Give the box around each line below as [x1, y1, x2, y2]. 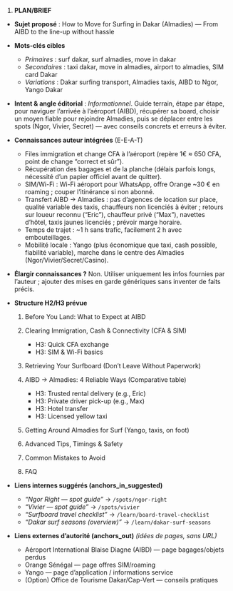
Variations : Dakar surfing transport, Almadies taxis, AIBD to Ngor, [24, 78, 219, 86]
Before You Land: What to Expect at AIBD [24, 313, 146, 320]
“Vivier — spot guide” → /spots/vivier [24, 502, 140, 511]
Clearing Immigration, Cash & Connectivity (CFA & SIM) [24, 326, 187, 335]
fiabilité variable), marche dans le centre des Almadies [24, 248, 185, 256]
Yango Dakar [24, 86, 63, 94]
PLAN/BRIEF [14, 6, 52, 14]
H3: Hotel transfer [35, 405, 88, 413]
